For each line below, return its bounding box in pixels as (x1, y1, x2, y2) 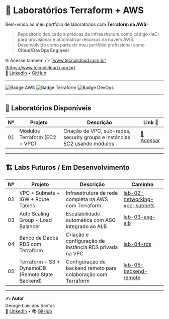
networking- (123, 196, 154, 203)
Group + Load (19, 216, 52, 223)
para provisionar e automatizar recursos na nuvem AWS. (17, 36, 135, 42)
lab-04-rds (123, 240, 152, 247)
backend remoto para (66, 264, 117, 271)
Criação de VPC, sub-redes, (63, 127, 131, 134)
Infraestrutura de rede (66, 189, 118, 196)
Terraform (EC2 (19, 133, 56, 141)
